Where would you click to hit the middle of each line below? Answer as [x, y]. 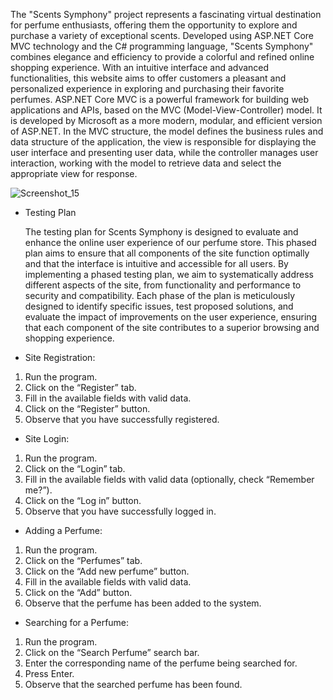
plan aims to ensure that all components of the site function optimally [167, 253]
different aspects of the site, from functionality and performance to [163, 285]
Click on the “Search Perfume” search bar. [112, 652]
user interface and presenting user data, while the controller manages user [164, 152]
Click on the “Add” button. [78, 592]
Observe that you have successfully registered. [122, 419]
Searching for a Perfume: [77, 622]
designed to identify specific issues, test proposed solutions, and [159, 306]
